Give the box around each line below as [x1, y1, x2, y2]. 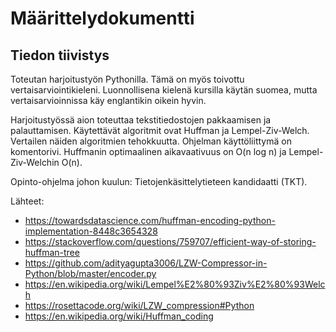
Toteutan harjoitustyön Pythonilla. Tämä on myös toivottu [10, 73, 245, 85]
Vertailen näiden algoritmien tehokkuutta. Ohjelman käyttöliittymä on [10, 135, 292, 147]
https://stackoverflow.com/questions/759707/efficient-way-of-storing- [24, 236, 317, 247]
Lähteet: [10, 195, 45, 207]
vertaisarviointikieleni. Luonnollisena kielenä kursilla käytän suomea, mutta [10, 84, 318, 96]
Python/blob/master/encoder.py [24, 268, 157, 279]
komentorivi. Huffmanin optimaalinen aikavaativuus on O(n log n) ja [10, 146, 287, 157]
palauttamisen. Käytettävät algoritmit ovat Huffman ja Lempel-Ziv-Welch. [10, 125, 310, 136]
